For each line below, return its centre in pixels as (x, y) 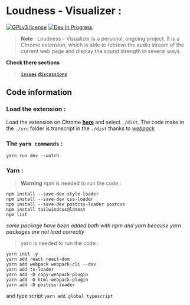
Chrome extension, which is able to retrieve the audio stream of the (102, 45)
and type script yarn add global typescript (60, 296)
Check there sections (33, 62)
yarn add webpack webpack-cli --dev (51, 264)
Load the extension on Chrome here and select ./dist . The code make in (95, 122)
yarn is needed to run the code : (60, 243)
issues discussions (44, 74)
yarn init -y (22, 254)
